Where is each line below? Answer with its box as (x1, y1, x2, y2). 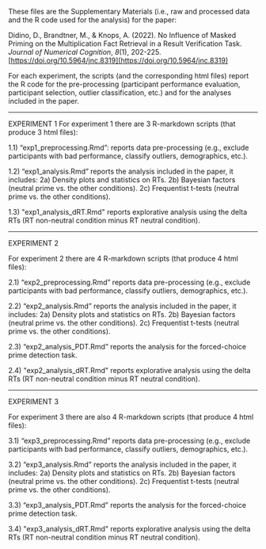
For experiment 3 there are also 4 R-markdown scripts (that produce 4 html (8, 412, 254, 421)
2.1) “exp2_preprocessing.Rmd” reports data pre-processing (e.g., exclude (8, 277, 251, 287)
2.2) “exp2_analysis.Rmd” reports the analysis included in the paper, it (8, 301, 237, 311)
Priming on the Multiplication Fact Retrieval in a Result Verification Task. (8, 39, 242, 48)
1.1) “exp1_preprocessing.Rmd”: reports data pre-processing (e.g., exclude (8, 143, 249, 152)
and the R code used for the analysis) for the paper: (8, 15, 177, 25)
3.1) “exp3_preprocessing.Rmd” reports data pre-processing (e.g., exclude (8, 436, 251, 445)
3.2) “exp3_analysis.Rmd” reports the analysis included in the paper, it (8, 459, 237, 469)
